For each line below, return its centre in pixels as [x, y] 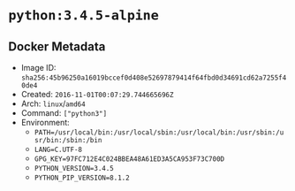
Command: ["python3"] [64, 113]
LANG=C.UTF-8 [58, 149]
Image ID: [38, 68]
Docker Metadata [57, 46]
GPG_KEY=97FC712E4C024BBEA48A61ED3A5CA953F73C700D [129, 159]
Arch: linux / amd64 [53, 103]
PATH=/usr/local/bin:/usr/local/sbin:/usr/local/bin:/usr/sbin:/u [159, 133]
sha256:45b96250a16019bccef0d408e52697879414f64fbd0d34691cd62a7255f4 [154, 78]
